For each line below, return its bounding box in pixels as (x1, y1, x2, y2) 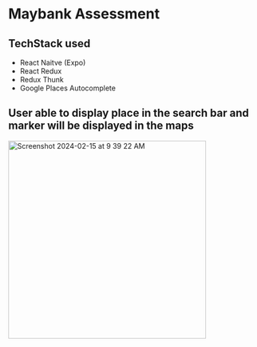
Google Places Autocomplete (19, 83, 116, 93)
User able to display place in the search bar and (8, 106, 249, 120)
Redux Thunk (19, 75, 64, 84)
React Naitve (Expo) (19, 58, 86, 67)
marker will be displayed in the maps (8, 119, 194, 133)
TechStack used (8, 37, 91, 50)
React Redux (19, 66, 62, 76)
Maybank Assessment (8, 5, 160, 23)
